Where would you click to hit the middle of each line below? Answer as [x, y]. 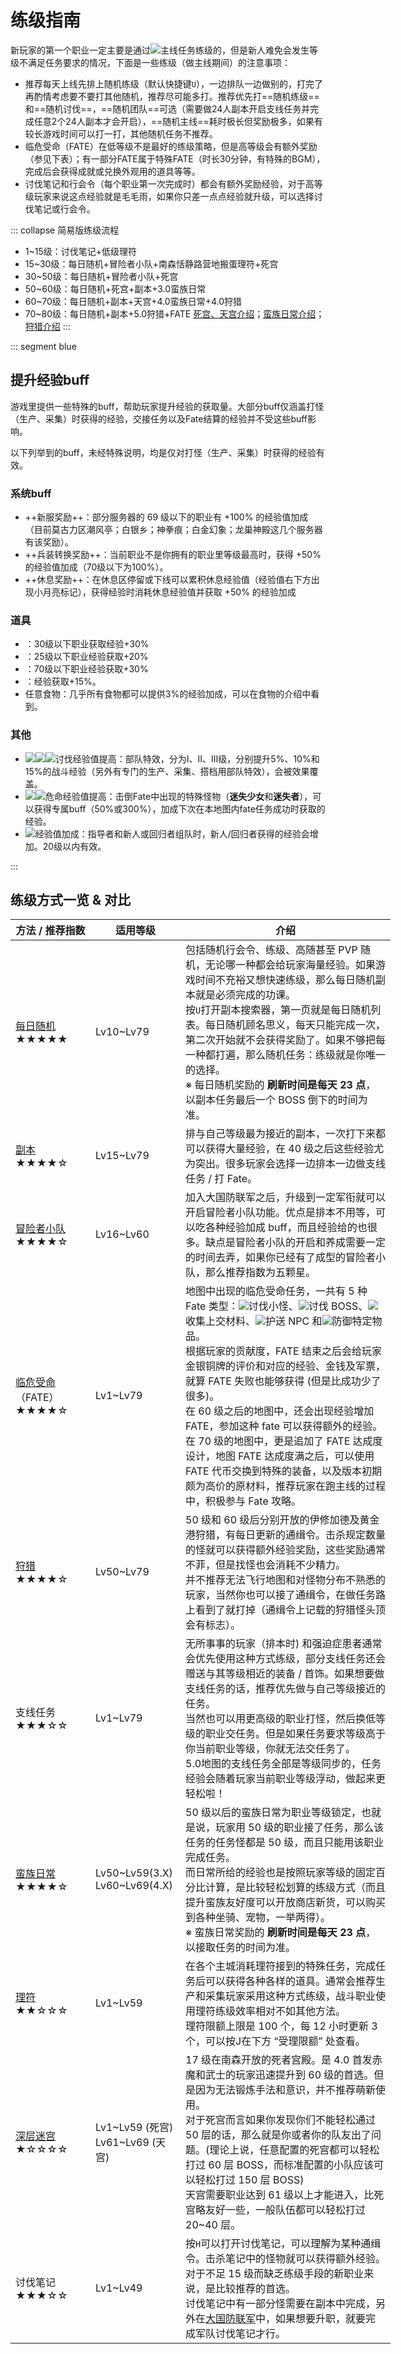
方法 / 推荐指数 [50, 931]
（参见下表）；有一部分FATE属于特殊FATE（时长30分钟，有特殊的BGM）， [175, 158]
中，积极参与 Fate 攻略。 [243, 1501]
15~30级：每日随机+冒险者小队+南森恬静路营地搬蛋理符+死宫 [151, 263]
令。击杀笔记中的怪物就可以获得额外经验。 [286, 2259]
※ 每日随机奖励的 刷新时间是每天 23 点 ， [281, 1085]
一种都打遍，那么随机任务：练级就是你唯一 [286, 1055]
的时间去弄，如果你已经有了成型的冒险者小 [286, 1258]
